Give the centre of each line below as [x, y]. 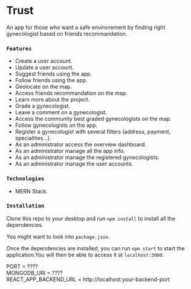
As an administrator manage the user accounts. [74, 164]
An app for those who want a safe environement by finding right [86, 27]
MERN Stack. [31, 191]
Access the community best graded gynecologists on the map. [93, 119]
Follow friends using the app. [51, 80]
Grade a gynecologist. [43, 106]
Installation [25, 206]
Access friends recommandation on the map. [71, 93]
